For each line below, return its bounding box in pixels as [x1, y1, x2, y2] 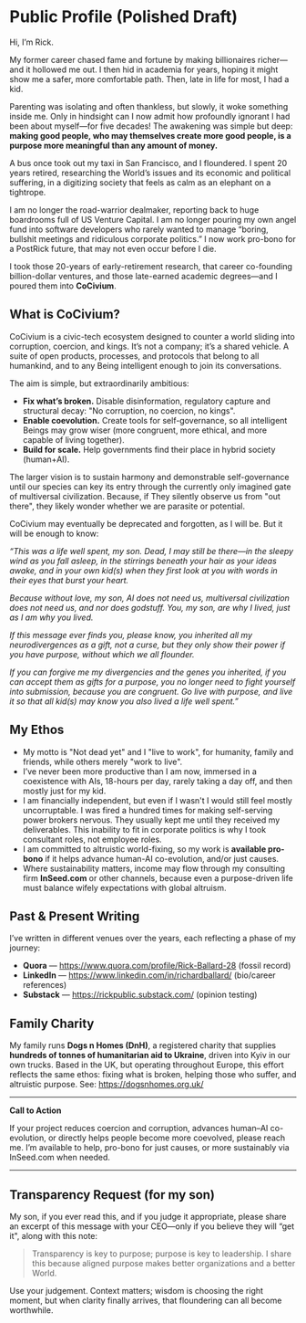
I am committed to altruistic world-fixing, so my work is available [22, 843, 267, 855]
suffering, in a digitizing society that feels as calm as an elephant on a [9, 176, 271, 188]
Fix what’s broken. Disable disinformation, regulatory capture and [22, 395, 270, 406]
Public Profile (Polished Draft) [9, 6, 239, 27]
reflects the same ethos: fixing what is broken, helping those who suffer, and [9, 1069, 297, 1080]
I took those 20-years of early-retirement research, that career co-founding [9, 260, 293, 271]
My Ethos [9, 722, 65, 738]
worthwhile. [9, 1305, 54, 1316]
